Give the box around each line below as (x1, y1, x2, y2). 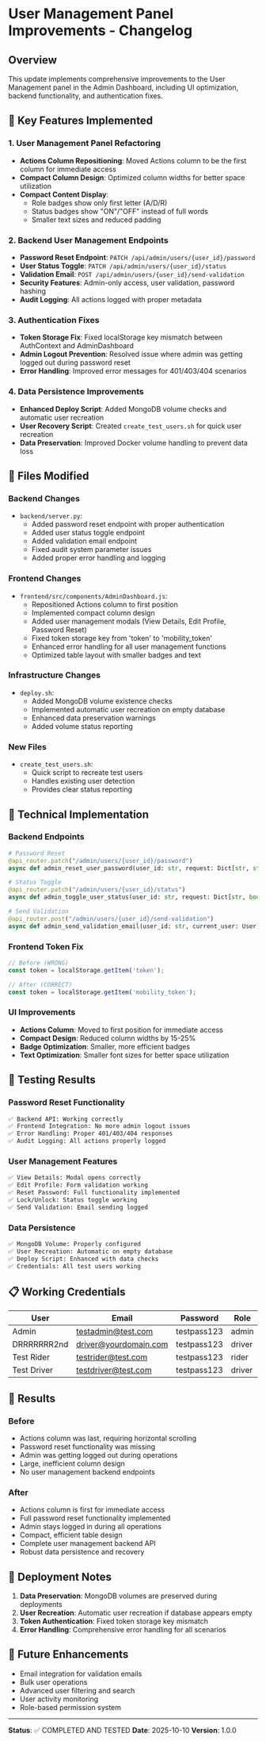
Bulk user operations (19, 1677, 88, 1686)
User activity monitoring (19, 1694, 99, 1704)
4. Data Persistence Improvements (8, 386, 144, 397)
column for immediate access (19, 164, 116, 174)
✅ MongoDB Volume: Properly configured (8, 1240, 141, 1248)
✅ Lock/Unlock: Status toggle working (8, 1195, 138, 1204)
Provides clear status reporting (31, 784, 133, 794)
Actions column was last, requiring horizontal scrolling (19, 1433, 197, 1443)
